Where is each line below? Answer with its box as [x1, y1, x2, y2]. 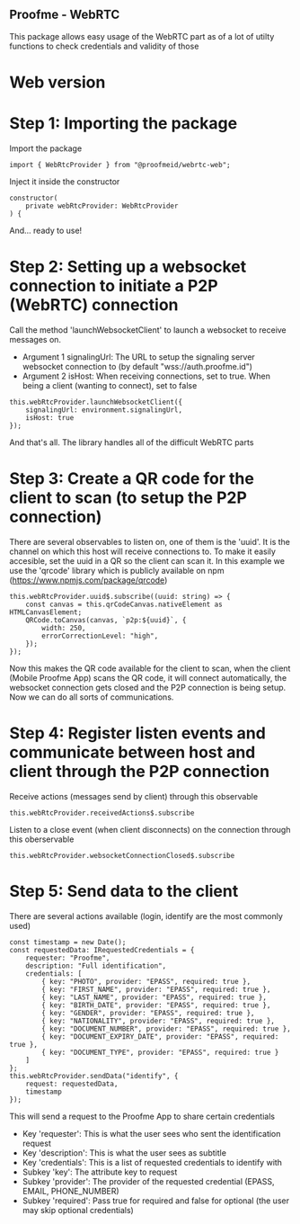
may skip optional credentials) [22, 1204, 135, 1215]
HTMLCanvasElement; [9, 607, 83, 617]
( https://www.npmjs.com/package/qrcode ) [9, 575, 168, 585]
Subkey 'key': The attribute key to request [22, 1166, 178, 1177]
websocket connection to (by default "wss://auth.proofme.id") [22, 361, 253, 371]
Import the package [9, 143, 83, 154]
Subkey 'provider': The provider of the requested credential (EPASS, [22, 1175, 276, 1186]
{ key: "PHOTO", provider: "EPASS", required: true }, [41, 977, 251, 986]
